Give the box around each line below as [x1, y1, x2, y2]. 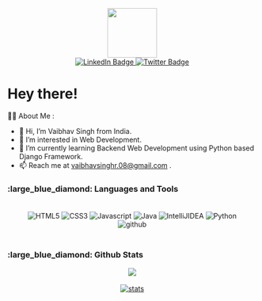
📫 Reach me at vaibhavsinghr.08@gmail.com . [18, 160, 172, 170]
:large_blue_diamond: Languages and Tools [7, 183, 179, 194]
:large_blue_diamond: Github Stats [7, 250, 144, 261]
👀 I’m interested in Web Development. [18, 135, 142, 144]
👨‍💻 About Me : [7, 111, 55, 120]
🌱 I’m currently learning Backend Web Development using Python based [18, 143, 255, 153]
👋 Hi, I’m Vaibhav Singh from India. [18, 126, 132, 135]
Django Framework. [18, 151, 84, 161]
